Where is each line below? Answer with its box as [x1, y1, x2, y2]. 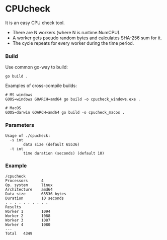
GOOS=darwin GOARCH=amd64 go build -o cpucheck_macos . [5, 110, 125, 115]
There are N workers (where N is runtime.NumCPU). [12, 29, 121, 35]
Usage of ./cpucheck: [5, 133, 51, 138]
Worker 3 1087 [5, 217, 51, 223]
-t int [10, 146, 24, 151]
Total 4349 [5, 231, 33, 236]
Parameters [5, 122, 34, 129]
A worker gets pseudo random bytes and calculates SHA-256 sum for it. [12, 35, 162, 41]
